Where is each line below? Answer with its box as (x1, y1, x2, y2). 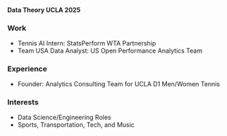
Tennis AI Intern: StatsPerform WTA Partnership (17, 39, 157, 47)
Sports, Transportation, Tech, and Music (17, 121, 135, 129)
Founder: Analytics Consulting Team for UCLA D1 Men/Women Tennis (17, 80, 221, 88)
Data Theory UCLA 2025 (7, 6, 81, 14)
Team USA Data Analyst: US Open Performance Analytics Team (17, 46, 203, 55)
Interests (7, 97, 39, 107)
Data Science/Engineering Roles (17, 113, 111, 122)
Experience (7, 64, 47, 74)
